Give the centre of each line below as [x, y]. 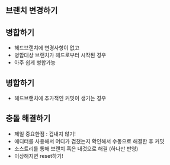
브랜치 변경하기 [32, 11]
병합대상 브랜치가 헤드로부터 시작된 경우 [60, 55]
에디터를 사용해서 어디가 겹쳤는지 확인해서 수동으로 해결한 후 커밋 [89, 141]
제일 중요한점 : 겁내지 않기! [45, 134]
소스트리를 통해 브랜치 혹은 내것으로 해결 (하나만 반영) [76, 148]
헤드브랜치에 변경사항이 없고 [47, 48]
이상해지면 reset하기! [39, 156]
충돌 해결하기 [28, 119]
